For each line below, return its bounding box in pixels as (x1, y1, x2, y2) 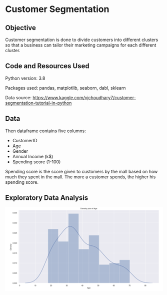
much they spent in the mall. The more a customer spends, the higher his (5, 174, 156, 180)
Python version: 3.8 (5, 75, 45, 81)
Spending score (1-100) (12, 159, 61, 165)
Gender (12, 148, 28, 154)
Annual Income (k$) (12, 153, 53, 159)
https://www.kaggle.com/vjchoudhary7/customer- (32, 94, 136, 101)
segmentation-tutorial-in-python (5, 100, 72, 106)
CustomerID (12, 137, 37, 143)
